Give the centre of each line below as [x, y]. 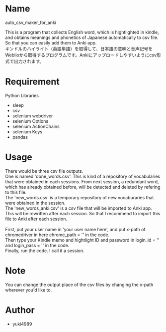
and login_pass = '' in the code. [37, 245]
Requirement [32, 82]
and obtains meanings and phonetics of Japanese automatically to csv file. [82, 37]
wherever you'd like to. [29, 290]
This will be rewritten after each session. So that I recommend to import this [83, 213]
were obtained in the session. [35, 203]
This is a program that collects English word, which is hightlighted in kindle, [82, 32]
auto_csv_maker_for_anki [31, 22]
